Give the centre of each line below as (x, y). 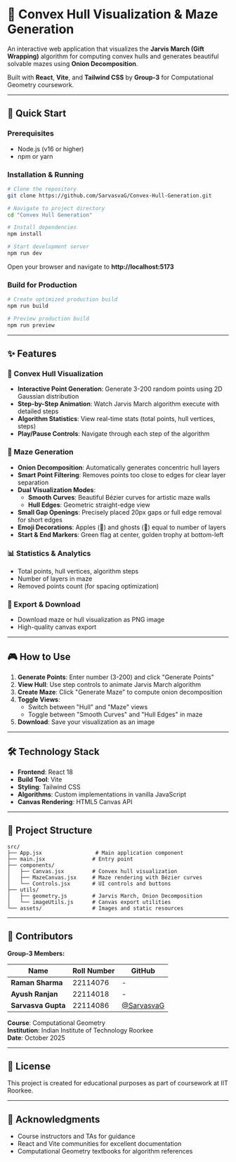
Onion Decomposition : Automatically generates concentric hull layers (118, 467)
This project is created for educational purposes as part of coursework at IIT (118, 1083)
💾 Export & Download (44, 604)
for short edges (40, 519)
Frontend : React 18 (45, 772)
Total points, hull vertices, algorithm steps (78, 571)
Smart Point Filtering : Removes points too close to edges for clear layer (122, 475)
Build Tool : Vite (40, 779)
